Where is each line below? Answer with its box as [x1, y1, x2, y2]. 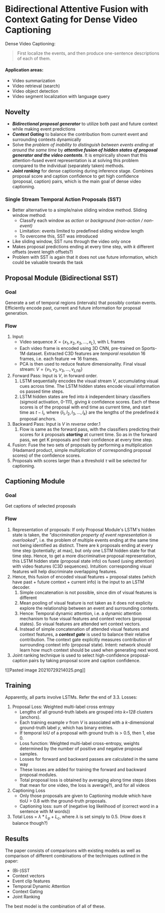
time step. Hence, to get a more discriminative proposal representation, [12, 553, 157, 559]
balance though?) [12, 820, 48, 826]
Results [5, 834, 29, 843]
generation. [5, 310, 28, 316]
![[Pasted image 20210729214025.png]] [5, 667, 86, 673]
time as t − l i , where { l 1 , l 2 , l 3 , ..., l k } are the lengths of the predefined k [19, 409, 159, 416]
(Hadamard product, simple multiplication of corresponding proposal [12, 447, 151, 453]
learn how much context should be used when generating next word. [19, 647, 160, 653]
